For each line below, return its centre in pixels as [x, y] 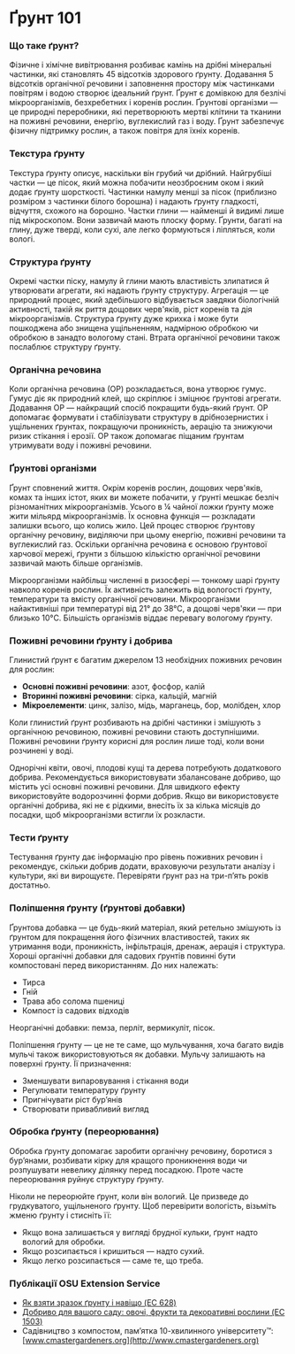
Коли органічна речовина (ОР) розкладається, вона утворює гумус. [138, 389]
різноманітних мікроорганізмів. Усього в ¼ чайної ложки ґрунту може [141, 506]
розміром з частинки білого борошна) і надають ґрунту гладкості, [134, 201]
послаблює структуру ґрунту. [65, 347]
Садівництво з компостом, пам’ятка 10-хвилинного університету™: [147, 1331]
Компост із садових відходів [76, 1010]
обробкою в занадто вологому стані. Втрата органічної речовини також [145, 338]
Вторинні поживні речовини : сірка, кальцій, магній [119, 696]
